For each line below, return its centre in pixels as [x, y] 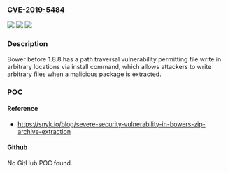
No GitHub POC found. [40, 163]
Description [28, 44]
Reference [23, 109]
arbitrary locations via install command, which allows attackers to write [109, 66]
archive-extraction [44, 131]
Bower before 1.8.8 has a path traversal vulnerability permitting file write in [114, 59]
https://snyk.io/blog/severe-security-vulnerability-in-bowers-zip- [112, 124]
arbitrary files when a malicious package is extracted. [85, 74]
